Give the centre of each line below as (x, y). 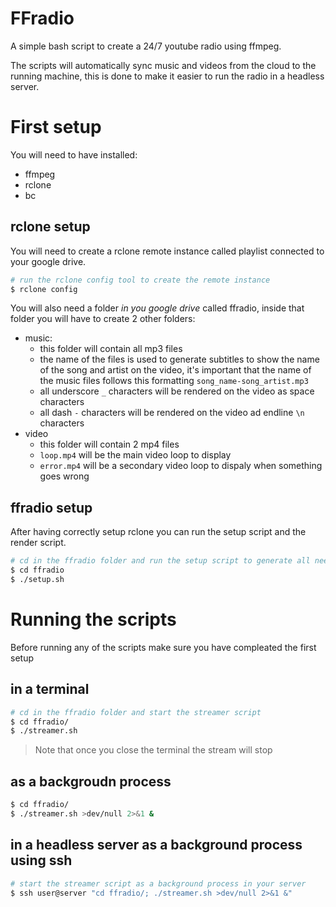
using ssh (41, 860)
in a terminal (50, 689)
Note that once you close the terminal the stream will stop (153, 750)
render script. (38, 543)
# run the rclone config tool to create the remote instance (140, 280)
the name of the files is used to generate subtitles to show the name (179, 359)
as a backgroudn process (91, 781)
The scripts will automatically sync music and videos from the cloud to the (163, 65)
